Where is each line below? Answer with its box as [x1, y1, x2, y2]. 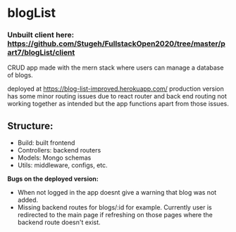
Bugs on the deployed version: [7, 174, 99, 183]
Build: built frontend [17, 138, 75, 147]
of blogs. [7, 71, 33, 79]
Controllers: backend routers [17, 146, 101, 155]
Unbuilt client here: [7, 30, 75, 40]
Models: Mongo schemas [17, 153, 92, 162]
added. [17, 195, 39, 205]
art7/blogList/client [7, 48, 75, 58]
